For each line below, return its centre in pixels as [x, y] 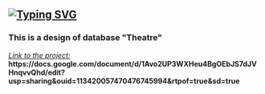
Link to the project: [39, 55]
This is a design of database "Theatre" [86, 38]
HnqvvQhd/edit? [37, 72]
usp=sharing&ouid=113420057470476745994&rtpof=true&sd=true [124, 80]
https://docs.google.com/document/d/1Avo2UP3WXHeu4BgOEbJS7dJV [132, 63]
